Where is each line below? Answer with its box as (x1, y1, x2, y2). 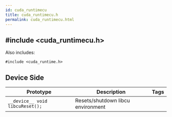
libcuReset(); (8, 103, 42, 109)
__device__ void (8, 98, 48, 104)
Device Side (5, 73, 45, 82)
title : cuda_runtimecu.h (5, 12, 58, 17)
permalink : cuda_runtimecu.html (5, 17, 74, 22)
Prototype (26, 88, 52, 95)
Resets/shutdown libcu (75, 97, 131, 104)
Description (96, 88, 126, 95)
